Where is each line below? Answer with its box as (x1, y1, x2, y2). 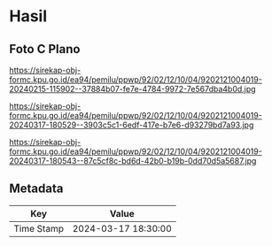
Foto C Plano (9, 42, 81, 57)
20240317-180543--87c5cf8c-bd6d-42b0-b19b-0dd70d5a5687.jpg (9, 156, 257, 165)
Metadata (9, 181, 64, 196)
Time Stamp (13, 222, 65, 234)
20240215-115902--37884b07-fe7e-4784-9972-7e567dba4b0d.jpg (9, 84, 256, 94)
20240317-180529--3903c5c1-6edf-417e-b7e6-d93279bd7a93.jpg (9, 119, 254, 130)
